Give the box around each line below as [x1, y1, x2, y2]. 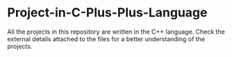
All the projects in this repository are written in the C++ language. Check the [7, 27, 226, 36]
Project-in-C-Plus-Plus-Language [7, 5, 208, 21]
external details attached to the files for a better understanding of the [7, 34, 206, 43]
